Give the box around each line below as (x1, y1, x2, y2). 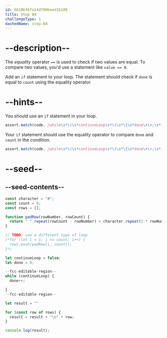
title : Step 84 (5, 12, 37, 17)
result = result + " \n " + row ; (9, 314, 75, 320)
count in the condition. (5, 137, 51, 143)
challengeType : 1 (5, 16, 41, 21)
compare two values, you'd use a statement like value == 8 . (5, 64, 128, 70)
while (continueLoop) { (5, 274, 55, 279)
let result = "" (5, 301, 39, 306)
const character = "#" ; (5, 196, 55, 201)
